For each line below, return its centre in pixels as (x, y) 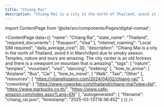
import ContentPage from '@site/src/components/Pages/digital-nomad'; (78, 28)
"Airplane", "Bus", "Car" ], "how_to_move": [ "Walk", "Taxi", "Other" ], (74, 73)
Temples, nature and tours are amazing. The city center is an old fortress (78, 58)
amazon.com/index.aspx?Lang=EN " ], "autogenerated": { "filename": (74, 94)
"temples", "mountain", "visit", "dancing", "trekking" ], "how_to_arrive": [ (77, 68)
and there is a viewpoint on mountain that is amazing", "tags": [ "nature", (78, 63)
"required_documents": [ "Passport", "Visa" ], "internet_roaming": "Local (78, 42)
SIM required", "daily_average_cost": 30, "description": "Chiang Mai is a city (81, 48)
